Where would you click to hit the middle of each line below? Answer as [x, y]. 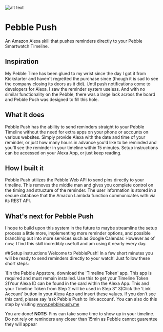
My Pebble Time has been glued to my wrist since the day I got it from [76, 73]
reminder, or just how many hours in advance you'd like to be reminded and [81, 142]
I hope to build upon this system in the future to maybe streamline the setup [81, 228]
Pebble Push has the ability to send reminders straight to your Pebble [75, 127]
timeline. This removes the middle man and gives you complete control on [79, 185]
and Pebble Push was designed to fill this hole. [52, 99]
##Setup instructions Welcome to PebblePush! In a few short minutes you [79, 253]
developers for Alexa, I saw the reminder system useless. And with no [75, 89]
